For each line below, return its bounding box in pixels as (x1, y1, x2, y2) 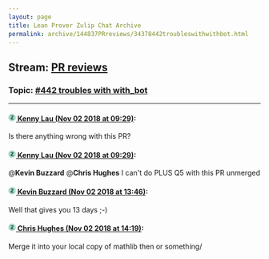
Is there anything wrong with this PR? (8, 132, 131, 141)
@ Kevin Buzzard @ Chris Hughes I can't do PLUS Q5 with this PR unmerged (8, 168, 260, 178)
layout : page (8, 13, 52, 21)
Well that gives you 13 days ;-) (8, 204, 108, 214)
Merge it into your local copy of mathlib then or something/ (8, 241, 203, 251)
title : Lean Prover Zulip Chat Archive (8, 21, 142, 30)
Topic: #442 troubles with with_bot (8, 84, 148, 95)
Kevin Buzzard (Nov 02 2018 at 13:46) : (17, 187, 148, 196)
